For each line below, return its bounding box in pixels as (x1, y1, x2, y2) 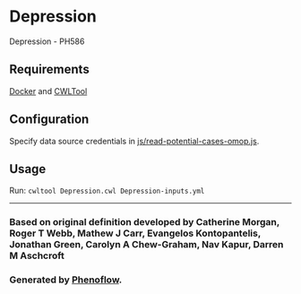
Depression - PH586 (9, 36, 85, 47)
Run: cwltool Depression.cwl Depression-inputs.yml (9, 186, 205, 196)
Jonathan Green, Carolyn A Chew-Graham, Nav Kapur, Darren (9, 238, 284, 251)
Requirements (9, 62, 90, 77)
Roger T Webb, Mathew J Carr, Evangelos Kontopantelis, (9, 227, 262, 239)
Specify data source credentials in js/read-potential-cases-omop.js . (9, 135, 260, 146)
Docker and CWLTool (9, 85, 88, 96)
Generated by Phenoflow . (9, 273, 123, 286)
